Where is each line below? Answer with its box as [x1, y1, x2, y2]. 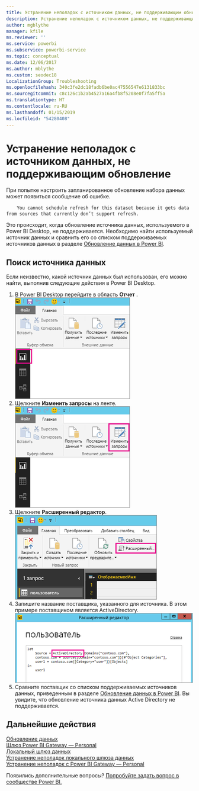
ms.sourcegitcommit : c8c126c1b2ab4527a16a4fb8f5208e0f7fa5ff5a [6, 91, 166, 97]
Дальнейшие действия [6, 719, 97, 729]
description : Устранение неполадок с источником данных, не [6, 15, 158, 22]
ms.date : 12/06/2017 [6, 59, 57, 65]
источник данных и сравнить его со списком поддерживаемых [6, 234, 167, 241]
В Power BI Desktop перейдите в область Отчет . [14, 291, 138, 298]
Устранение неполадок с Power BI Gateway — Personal [6, 760, 145, 767]
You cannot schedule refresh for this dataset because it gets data [17, 205, 190, 211]
